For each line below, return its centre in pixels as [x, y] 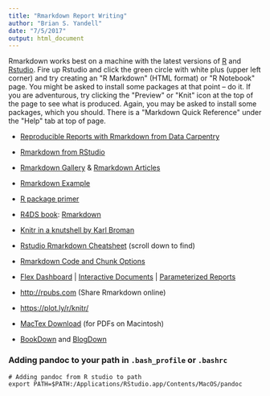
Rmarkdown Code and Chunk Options [83, 262]
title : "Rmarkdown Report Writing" [68, 16]
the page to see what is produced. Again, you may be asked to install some [133, 104]
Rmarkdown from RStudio [63, 152]
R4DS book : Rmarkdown [61, 215]
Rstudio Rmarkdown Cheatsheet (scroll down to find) [107, 245]
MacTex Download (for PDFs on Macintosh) [92, 324]
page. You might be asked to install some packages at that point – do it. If [130, 87]
